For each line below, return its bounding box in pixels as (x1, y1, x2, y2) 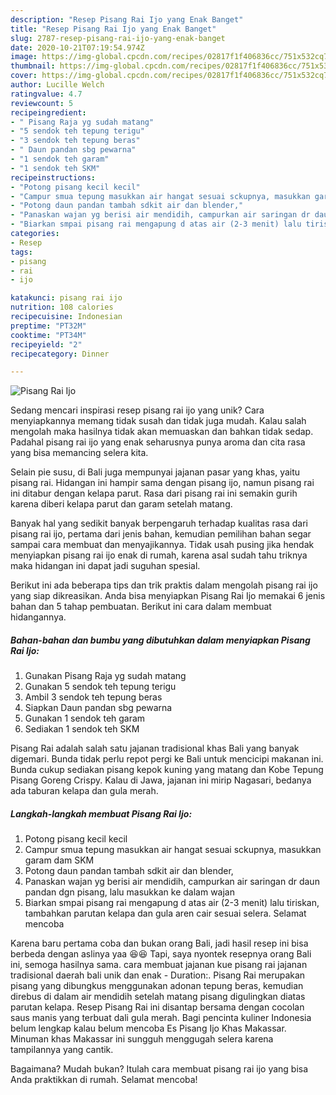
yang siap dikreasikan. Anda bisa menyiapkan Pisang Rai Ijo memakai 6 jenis (10, 590, 326, 602)
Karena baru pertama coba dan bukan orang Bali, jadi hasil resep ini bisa (10, 937, 309, 950)
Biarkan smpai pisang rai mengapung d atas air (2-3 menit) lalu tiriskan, (24, 897, 320, 909)
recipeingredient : (10, 107, 87, 118)
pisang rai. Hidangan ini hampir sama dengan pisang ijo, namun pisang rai (10, 477, 315, 489)
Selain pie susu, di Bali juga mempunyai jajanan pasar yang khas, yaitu (10, 466, 301, 478)
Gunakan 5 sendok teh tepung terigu (24, 681, 177, 693)
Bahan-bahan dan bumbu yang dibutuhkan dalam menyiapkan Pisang (10, 634, 311, 646)
